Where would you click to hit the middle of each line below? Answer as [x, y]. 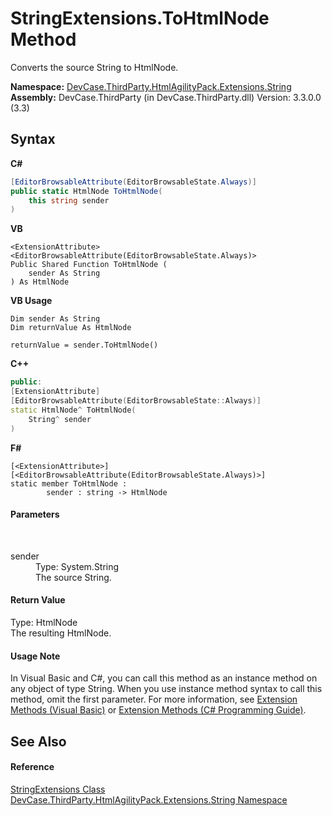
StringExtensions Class [58, 789]
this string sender [69, 200]
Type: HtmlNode [44, 622]
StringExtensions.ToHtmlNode [140, 18]
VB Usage [31, 301]
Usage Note [35, 656]
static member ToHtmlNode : [69, 483]
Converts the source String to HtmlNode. [94, 67]
